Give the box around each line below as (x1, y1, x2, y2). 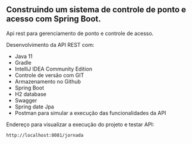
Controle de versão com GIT (14, 71, 84, 79)
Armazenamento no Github (14, 78, 81, 85)
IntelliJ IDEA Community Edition (14, 65, 93, 72)
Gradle (14, 59, 32, 66)
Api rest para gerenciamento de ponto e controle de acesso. (6, 30, 154, 37)
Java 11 (14, 53, 33, 60)
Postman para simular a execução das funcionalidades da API (14, 109, 166, 116)
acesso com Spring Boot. (6, 14, 101, 24)
